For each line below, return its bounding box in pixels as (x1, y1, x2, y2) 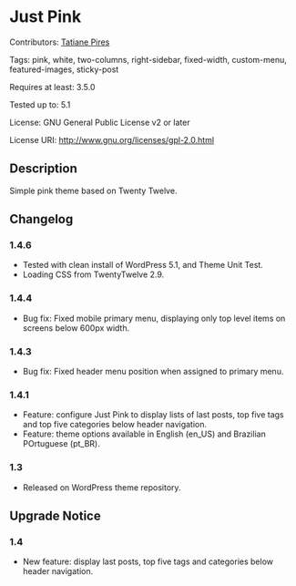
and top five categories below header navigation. (22, 419, 208, 430)
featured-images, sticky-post (9, 64, 119, 75)
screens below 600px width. (22, 322, 130, 334)
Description (9, 161, 77, 177)
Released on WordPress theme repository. (22, 481, 181, 493)
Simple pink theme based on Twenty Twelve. (9, 185, 178, 196)
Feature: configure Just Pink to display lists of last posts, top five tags (22, 409, 284, 420)
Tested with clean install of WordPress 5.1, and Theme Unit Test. (22, 260, 264, 271)
